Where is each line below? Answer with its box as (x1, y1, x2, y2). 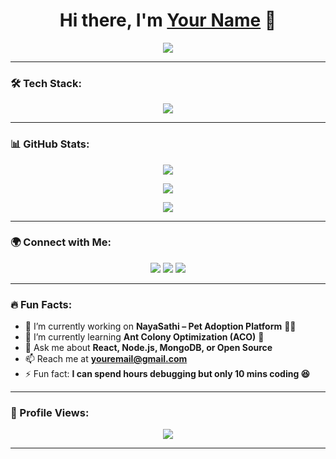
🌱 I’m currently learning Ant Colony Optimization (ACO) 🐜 (24, 331, 265, 343)
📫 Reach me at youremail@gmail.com (24, 353, 188, 365)
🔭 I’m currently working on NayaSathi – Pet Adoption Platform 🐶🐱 (24, 320, 297, 333)
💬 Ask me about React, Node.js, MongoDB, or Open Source (24, 342, 273, 354)
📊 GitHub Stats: (10, 137, 90, 151)
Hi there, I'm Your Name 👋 (59, 9, 277, 32)
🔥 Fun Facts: (10, 297, 73, 311)
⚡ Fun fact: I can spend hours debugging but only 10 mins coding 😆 (24, 368, 311, 380)
